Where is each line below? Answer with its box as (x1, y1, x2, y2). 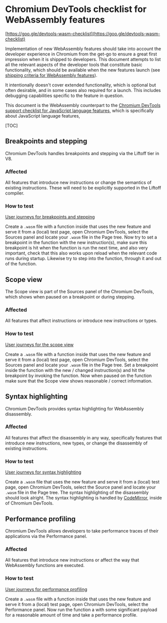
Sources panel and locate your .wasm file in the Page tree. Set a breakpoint (5, 361, 158, 368)
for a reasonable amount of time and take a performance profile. (5, 611, 137, 618)
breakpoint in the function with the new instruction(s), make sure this (5, 239, 147, 245)
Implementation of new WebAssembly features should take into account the (5, 45, 161, 51)
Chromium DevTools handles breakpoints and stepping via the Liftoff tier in (5, 150, 159, 156)
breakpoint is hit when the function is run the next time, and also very (5, 245, 148, 251)
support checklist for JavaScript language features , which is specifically (5, 107, 154, 113)
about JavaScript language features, (5, 112, 80, 118)
